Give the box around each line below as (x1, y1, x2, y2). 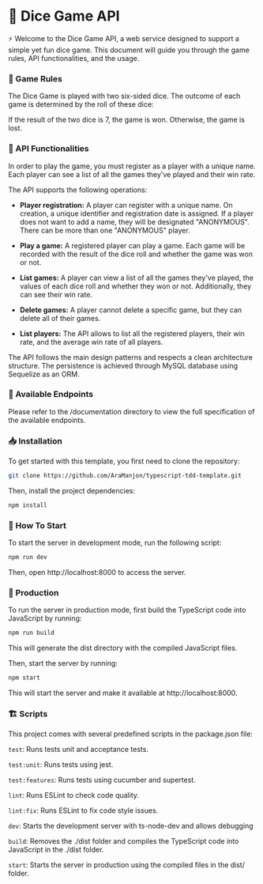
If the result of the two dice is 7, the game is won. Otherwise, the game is (8, 115, 245, 125)
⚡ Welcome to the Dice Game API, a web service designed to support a (8, 33, 239, 43)
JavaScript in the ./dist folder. (8, 845, 104, 855)
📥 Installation (8, 435, 63, 446)
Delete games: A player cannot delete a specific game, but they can (19, 304, 242, 315)
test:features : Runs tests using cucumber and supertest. (8, 775, 196, 785)
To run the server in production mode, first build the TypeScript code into (8, 605, 246, 615)
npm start (8, 674, 41, 682)
